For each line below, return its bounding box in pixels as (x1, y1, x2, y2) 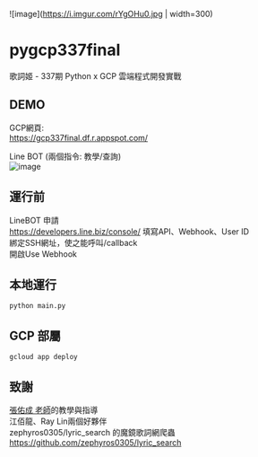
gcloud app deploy (9, 353, 78, 362)
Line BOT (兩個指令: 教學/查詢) (9, 151, 122, 162)
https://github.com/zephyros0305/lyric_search (9, 437, 182, 448)
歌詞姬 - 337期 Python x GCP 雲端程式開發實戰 (9, 70, 182, 81)
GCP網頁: (9, 122, 45, 133)
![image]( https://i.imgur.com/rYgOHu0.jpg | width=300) (9, 9, 213, 19)
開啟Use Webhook (9, 248, 78, 259)
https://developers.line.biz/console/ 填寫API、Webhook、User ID (9, 225, 249, 237)
